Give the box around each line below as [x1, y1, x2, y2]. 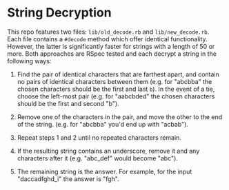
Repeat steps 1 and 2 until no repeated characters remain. [17, 133, 181, 142]
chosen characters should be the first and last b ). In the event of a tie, [17, 85, 215, 93]
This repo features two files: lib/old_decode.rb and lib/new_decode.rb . [7, 28, 210, 36]
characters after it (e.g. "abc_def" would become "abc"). [17, 154, 178, 162]
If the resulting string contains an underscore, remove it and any [17, 147, 200, 155]
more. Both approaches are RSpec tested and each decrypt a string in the [7, 50, 217, 58]
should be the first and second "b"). [17, 99, 119, 107]
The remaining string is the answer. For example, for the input [17, 167, 192, 176]
